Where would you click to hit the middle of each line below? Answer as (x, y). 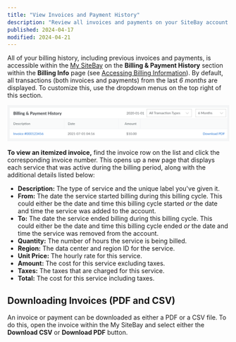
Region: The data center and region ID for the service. (96, 248)
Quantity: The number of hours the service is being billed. (102, 241)
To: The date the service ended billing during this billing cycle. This (115, 219)
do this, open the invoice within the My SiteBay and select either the (106, 325)
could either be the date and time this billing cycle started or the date (118, 203)
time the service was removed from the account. (88, 234)
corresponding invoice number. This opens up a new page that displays (111, 160)
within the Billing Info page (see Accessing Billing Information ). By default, (115, 73)
